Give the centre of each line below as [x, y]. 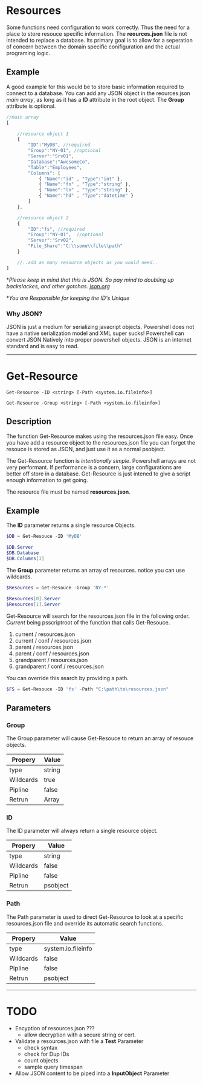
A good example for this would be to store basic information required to [95, 87]
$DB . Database [23, 553]
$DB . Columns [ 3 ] [25, 559]
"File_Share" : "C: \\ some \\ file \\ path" [75, 246]
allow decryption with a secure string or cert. [80, 1035]
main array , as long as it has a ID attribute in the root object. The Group [95, 99]
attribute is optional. [31, 106]
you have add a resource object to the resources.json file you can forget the [101, 442]
